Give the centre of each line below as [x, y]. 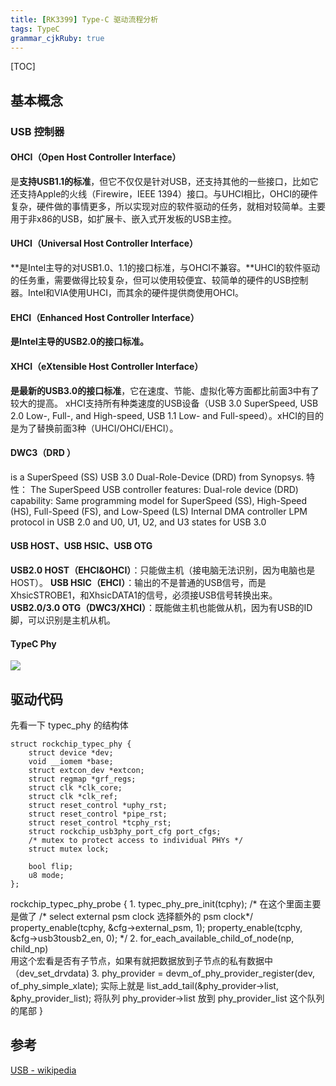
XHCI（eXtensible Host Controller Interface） [107, 366]
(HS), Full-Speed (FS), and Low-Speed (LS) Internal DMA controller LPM [159, 511]
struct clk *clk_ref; [73, 796]
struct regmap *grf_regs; [82, 779]
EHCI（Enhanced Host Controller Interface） [105, 317]
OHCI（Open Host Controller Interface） [96, 157]
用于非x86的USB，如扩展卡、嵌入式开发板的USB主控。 [124, 218]
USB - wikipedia [43, 1070]
